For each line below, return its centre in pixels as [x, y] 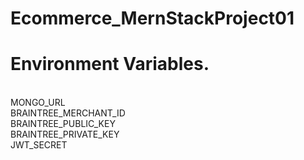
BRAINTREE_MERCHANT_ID [68, 113]
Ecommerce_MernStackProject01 [152, 18]
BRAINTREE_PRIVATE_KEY [65, 134]
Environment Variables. [110, 64]
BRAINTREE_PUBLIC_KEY [63, 124]
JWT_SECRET [39, 145]
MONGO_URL [38, 103]
